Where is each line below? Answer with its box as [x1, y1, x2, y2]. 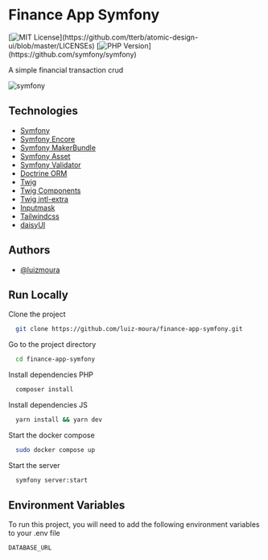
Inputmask [19, 203, 56, 212]
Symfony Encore [19, 134, 76, 144]
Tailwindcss [19, 211, 60, 221]
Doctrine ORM [19, 168, 68, 178]
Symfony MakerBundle [19, 143, 97, 153]
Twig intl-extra [19, 194, 68, 203]
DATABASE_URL [8, 544, 52, 552]
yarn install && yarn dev [15, 416, 103, 424]
